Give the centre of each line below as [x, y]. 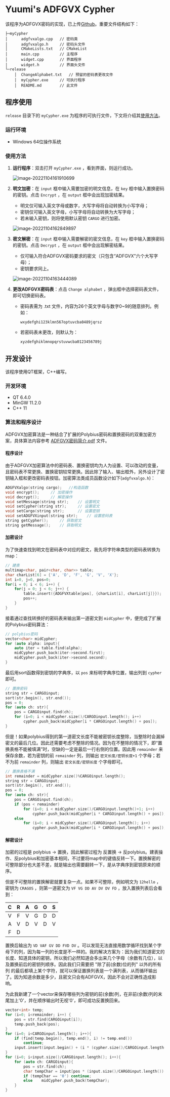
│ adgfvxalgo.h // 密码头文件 [45, 44]
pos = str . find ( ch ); [45, 1067]
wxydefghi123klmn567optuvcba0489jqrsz [61, 322]
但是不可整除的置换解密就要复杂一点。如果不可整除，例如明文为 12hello [80, 882]
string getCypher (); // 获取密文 [44, 521]
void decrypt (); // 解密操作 [39, 497]
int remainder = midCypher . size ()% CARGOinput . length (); [65, 776]
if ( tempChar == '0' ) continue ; [58, 1076]
